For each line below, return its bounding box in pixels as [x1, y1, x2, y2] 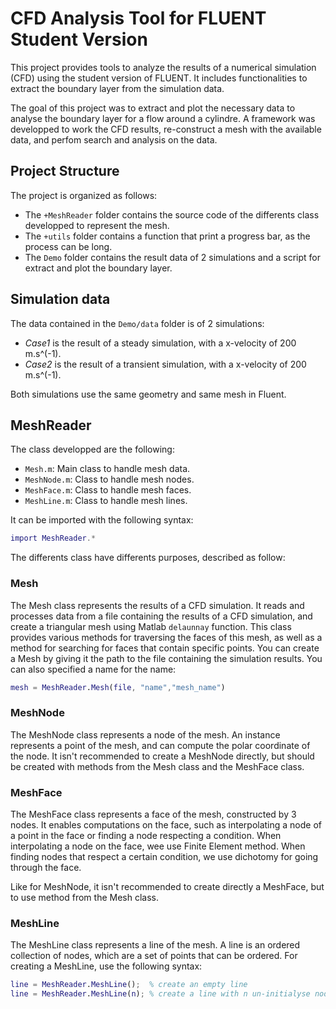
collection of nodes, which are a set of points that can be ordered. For [10, 950, 298, 962]
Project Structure [10, 163, 120, 180]
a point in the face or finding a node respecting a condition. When [10, 830, 282, 842]
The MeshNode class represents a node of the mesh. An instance [10, 728, 281, 741]
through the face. [10, 862, 82, 874]
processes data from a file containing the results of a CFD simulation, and [10, 610, 313, 622]
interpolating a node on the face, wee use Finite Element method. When [10, 840, 306, 852]
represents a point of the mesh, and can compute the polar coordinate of [10, 739, 311, 751]
